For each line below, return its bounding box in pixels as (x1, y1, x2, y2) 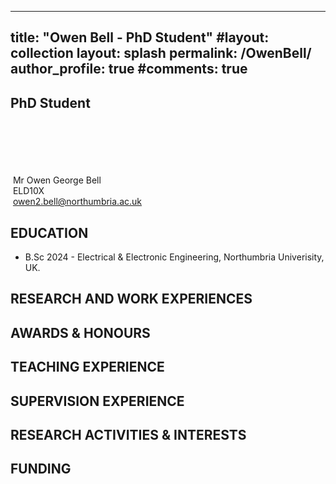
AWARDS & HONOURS (10, 324, 151, 341)
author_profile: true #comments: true (10, 61, 248, 78)
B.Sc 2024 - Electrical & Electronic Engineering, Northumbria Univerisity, (24, 251, 325, 263)
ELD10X (12, 185, 45, 197)
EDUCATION (10, 224, 89, 241)
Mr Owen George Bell (12, 174, 102, 186)
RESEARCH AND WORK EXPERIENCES (10, 291, 253, 308)
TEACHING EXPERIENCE (10, 359, 165, 376)
